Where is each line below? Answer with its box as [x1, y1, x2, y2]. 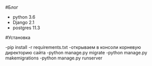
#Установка [5, 35, 30, 40]
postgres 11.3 [12, 25, 41, 31]
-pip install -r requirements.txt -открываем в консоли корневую [5, 44, 141, 50]
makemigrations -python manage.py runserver [5, 55, 103, 61]
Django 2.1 [12, 20, 34, 25]
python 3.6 [12, 14, 35, 20]
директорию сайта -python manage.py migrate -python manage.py [5, 50, 147, 55]
